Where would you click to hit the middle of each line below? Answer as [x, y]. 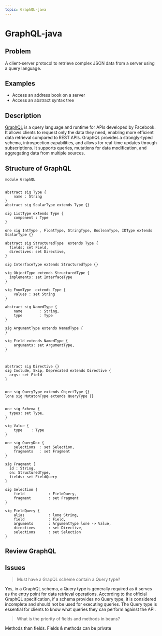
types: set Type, [27, 413]
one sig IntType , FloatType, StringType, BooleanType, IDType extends [79, 231]
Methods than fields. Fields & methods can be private [58, 628]
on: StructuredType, [30, 473]
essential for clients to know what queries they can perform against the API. [81, 609]
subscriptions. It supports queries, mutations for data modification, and [76, 148]
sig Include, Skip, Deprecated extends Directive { [58, 371]
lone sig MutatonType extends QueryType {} [50, 396]
